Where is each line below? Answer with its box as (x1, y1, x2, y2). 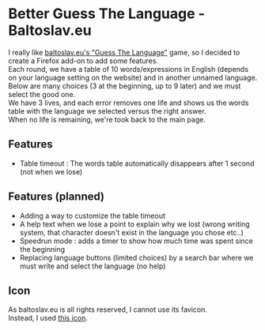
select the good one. (8, 89, 76, 99)
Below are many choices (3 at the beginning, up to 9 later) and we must (8, 81, 241, 91)
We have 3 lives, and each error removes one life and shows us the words (8, 98, 249, 107)
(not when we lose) (19, 167, 83, 176)
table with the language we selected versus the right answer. (8, 106, 207, 115)
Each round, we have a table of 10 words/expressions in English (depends (8, 64, 249, 73)
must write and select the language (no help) (19, 261, 166, 271)
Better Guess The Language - (8, 5, 206, 23)
